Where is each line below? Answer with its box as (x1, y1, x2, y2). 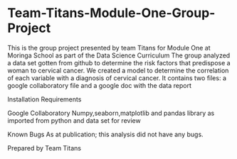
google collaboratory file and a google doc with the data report (7, 81, 192, 89)
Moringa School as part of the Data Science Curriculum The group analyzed (7, 51, 231, 60)
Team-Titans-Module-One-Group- (7, 5, 216, 21)
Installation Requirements (7, 94, 82, 104)
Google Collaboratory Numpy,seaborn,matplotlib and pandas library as (7, 109, 215, 117)
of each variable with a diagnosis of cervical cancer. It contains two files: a (7, 73, 226, 82)
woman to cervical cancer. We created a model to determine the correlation (7, 66, 229, 75)
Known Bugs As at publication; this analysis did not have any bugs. (7, 130, 204, 138)
